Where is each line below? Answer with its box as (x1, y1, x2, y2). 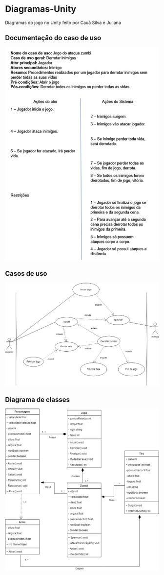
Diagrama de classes (5, 395, 70, 404)
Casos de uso (5, 269, 47, 278)
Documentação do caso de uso (5, 34, 102, 42)
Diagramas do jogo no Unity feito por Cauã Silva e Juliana (5, 20, 121, 25)
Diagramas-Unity (5, 3, 77, 15)
